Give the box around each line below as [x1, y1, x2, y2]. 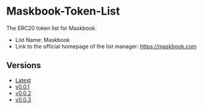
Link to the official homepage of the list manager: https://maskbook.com [15, 43, 197, 50]
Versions [6, 60, 41, 71]
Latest [15, 76, 32, 83]
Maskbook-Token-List [6, 4, 120, 18]
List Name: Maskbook [15, 36, 70, 43]
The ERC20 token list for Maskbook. [6, 24, 97, 32]
